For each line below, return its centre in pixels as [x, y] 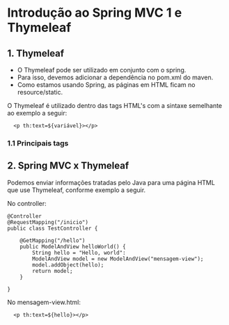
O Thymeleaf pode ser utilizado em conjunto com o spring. [102, 70]
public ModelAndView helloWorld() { [73, 246]
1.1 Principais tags [38, 143]
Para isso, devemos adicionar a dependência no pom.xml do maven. [115, 77]
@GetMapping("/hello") [53, 240]
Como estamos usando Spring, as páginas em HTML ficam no [106, 85]
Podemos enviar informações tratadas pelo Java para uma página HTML [111, 182]
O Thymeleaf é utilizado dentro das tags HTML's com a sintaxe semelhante [115, 105]
